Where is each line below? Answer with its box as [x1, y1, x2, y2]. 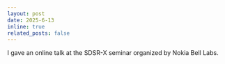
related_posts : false [7, 29, 70, 37]
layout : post [7, 10, 45, 17]
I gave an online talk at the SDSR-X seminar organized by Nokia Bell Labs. [7, 49, 219, 57]
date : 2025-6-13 [7, 17, 54, 24]
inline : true [7, 23, 45, 30]
